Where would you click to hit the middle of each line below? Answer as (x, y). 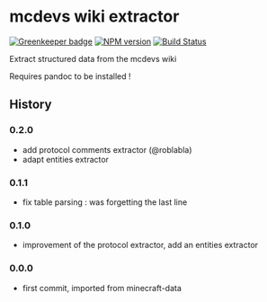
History (31, 105)
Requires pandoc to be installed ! (70, 76)
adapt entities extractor (66, 159)
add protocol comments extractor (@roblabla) (107, 149)
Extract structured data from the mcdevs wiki (93, 58)
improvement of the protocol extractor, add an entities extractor (140, 245)
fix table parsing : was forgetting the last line (105, 202)
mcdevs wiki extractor (94, 17)
